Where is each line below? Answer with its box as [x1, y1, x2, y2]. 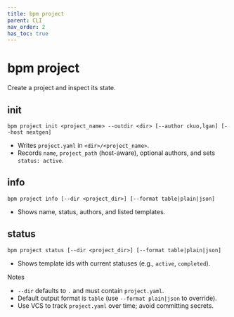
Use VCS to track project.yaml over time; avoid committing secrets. [17, 301, 214, 310]
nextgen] [25, 129, 52, 136]
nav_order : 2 [7, 23, 46, 30]
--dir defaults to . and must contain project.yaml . [17, 286, 164, 294]
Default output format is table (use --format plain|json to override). [17, 294, 218, 302]
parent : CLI [7, 17, 42, 24]
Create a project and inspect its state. [7, 84, 116, 92]
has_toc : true [7, 30, 49, 37]
